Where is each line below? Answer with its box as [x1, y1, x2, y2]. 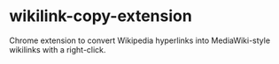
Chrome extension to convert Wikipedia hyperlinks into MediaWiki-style [9, 35, 271, 46]
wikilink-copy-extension [9, 6, 192, 26]
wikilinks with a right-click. [9, 44, 106, 54]
